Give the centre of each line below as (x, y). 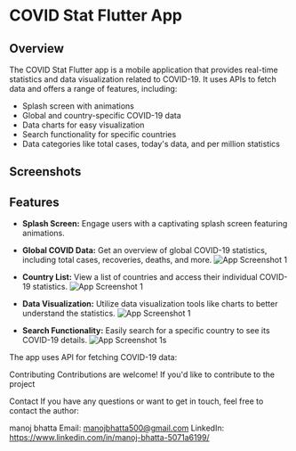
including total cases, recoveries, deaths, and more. (117, 260)
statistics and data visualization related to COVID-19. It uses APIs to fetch (143, 79)
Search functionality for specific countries (99, 134)
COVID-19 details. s (94, 340)
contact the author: (44, 411)
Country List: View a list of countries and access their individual (140, 277)
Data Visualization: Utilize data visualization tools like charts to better (150, 304)
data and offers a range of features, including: (93, 89)
